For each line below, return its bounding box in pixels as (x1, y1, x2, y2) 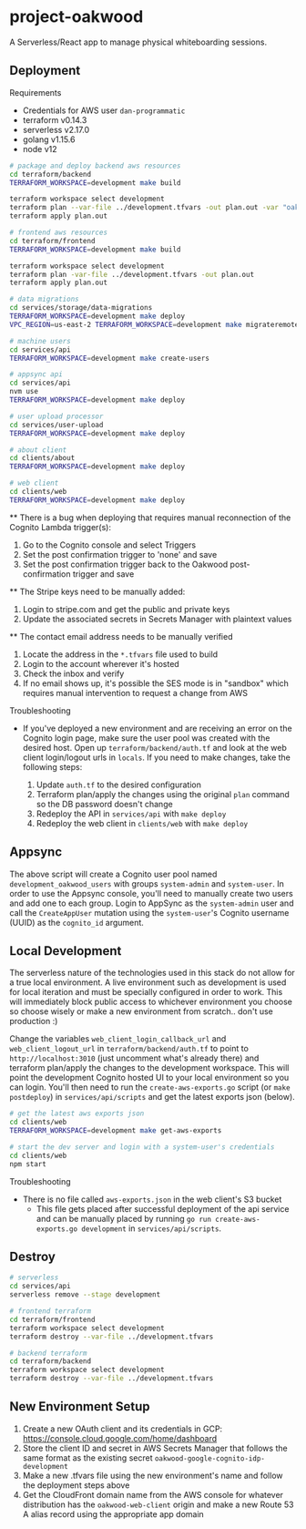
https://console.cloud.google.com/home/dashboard (22, 1432, 218, 1443)
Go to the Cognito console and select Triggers (22, 539, 197, 550)
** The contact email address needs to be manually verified (9, 631, 233, 641)
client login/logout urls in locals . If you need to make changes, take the (22, 752, 291, 763)
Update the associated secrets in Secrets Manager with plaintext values (22, 613, 292, 624)
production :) (9, 1016, 58, 1027)
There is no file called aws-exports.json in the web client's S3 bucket (22, 1194, 282, 1205)
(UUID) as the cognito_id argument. (9, 917, 144, 928)
